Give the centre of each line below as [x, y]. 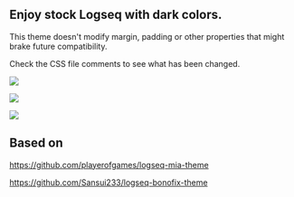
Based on [36, 143]
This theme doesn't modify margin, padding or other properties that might [147, 36]
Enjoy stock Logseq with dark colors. [116, 15]
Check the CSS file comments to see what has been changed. [125, 63]
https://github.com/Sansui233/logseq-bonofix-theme [109, 182]
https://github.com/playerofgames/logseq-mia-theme [109, 164]
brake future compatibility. [58, 46]
